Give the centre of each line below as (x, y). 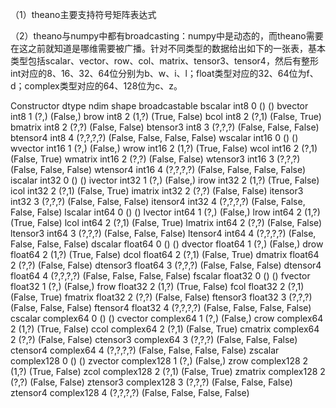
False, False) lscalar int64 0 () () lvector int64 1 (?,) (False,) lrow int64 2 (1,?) (165, 212)
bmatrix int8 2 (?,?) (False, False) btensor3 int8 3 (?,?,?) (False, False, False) (165, 127)
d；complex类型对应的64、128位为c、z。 (96, 86)
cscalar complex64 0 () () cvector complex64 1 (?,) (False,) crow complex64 (167, 318)
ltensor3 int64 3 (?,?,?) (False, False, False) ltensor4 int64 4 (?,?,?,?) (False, (163, 233)
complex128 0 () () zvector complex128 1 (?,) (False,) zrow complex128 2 (159, 361)
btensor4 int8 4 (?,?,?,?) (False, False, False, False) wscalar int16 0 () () (154, 137)
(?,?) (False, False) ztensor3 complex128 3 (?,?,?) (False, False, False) (151, 382)
